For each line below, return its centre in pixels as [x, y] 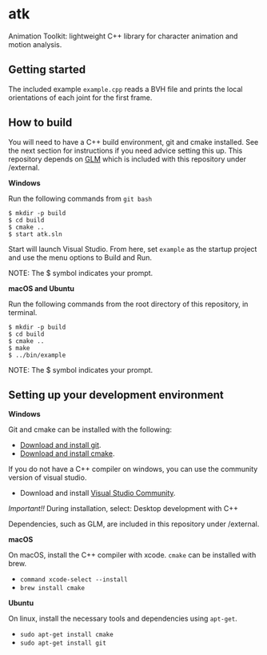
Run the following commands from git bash [80, 198]
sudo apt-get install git [63, 643]
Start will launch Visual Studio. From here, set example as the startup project [133, 249]
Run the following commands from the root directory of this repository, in [128, 304]
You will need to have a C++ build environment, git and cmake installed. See [133, 142]
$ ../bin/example [37, 355]
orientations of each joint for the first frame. [80, 98]
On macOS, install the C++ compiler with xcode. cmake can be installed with [132, 555]
